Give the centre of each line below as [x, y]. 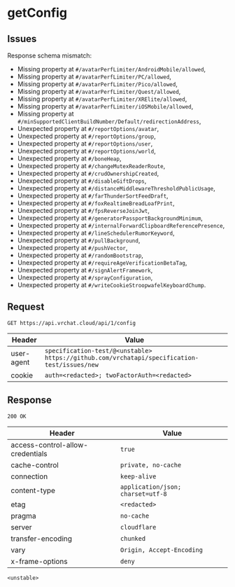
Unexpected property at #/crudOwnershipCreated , [88, 173]
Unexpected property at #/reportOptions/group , [86, 136]
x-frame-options [39, 561]
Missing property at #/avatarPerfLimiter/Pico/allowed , [98, 84]
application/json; [151, 487]
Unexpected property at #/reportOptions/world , [86, 151]
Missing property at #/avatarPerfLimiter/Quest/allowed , [99, 91]
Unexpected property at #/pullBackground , [79, 240]
